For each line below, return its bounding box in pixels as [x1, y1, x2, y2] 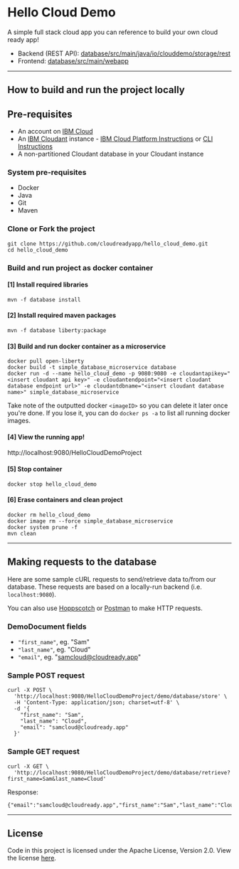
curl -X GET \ [7, 762, 50, 770]
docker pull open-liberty [7, 358, 84, 365]
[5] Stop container [7, 465, 63, 474]
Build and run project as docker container [7, 262, 154, 272]
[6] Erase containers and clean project [7, 496, 123, 504]
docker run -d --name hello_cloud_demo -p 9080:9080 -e [7, 370, 176, 378]
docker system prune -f [7, 523, 78, 531]
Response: [7, 787, 39, 796]
